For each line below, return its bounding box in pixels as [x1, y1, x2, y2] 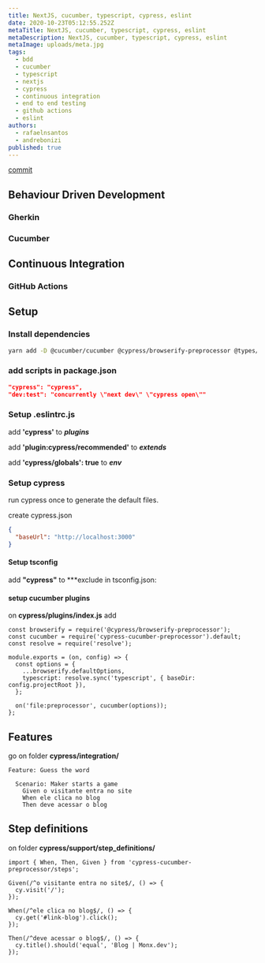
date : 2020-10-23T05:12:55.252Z [8, 19, 114, 27]
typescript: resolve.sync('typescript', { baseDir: [22, 674, 196, 682]
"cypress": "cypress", [8, 383, 83, 391]
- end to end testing [15, 99, 87, 107]
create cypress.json [8, 510, 73, 521]
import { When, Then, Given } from [8, 858, 125, 866]
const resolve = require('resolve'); [8, 640, 132, 648]
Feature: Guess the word [8, 766, 90, 774]
